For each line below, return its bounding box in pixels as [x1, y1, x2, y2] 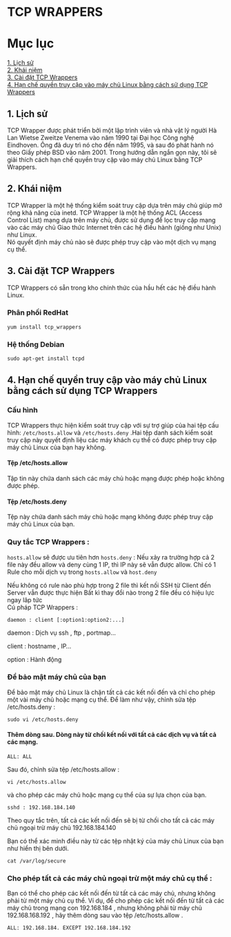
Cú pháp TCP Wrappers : [7, 603, 78, 611]
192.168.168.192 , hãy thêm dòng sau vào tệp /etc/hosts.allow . [7, 911, 183, 920]
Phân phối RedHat [7, 308, 69, 317]
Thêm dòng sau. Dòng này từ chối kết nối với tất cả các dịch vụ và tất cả [7, 731, 217, 739]
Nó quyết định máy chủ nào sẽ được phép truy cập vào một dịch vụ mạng [7, 237, 217, 246]
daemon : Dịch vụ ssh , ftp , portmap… [7, 629, 116, 637]
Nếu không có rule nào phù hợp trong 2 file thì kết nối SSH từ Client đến [7, 581, 212, 589]
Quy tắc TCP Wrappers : [7, 537, 90, 547]
